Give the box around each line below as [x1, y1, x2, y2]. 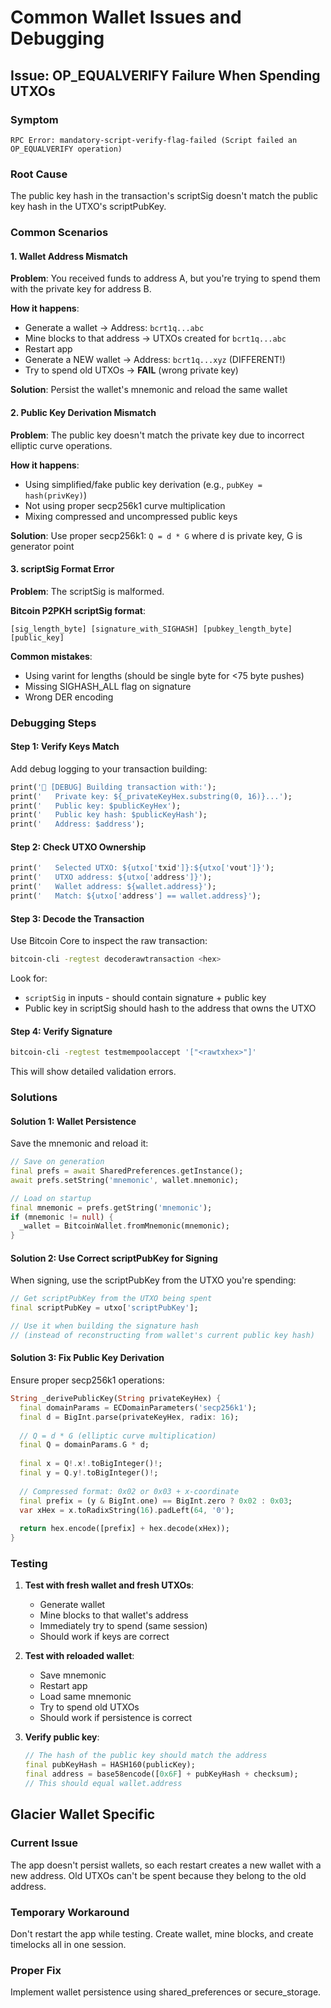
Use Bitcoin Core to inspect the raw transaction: [10, 935, 208, 947]
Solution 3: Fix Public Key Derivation [10, 1352, 165, 1364]
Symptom [10, 112, 59, 126]
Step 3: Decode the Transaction [10, 912, 145, 925]
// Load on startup [10, 1193, 92, 1203]
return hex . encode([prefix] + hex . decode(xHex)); [19, 1524, 230, 1534]
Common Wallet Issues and [10, 6, 242, 29]
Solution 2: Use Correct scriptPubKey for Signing [10, 1252, 218, 1264]
